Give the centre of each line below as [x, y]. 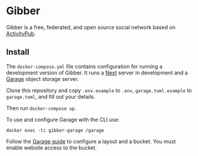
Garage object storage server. [43, 79]
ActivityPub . [21, 33]
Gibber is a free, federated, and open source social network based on [91, 27]
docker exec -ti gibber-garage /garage [55, 130]
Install [18, 52]
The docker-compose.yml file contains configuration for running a [84, 66]
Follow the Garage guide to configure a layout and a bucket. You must [91, 141]
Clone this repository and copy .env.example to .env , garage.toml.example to [99, 90]
